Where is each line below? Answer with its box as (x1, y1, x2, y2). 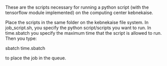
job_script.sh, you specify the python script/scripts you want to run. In (5, 25, 152, 31)
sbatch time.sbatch (5, 45, 46, 51)
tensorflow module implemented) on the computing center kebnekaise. (5, 10, 153, 16)
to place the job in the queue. (5, 55, 66, 61)
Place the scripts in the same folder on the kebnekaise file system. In (5, 20, 149, 25)
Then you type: (5, 35, 37, 41)
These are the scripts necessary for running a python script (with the (5, 5, 149, 10)
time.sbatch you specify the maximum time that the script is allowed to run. (5, 30, 162, 36)
